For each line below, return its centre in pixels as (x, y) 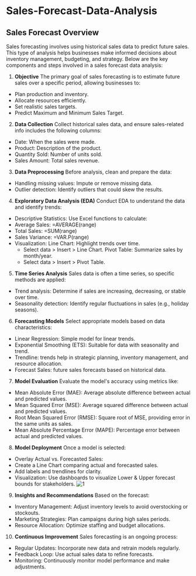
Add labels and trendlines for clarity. (58, 471)
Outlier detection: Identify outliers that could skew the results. (89, 189)
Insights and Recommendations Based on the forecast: (82, 495)
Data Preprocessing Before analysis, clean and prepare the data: (93, 172)
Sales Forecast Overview (53, 33)
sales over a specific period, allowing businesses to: (77, 83)
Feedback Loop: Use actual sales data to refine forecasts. (84, 554)
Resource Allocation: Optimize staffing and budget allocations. (90, 525)
